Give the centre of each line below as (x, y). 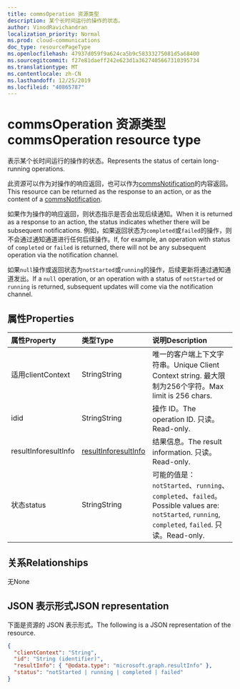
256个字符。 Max (195, 386)
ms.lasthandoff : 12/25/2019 (49, 80)
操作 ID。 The (174, 409)
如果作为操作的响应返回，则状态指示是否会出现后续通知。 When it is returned (120, 214)
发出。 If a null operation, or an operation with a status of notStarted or (118, 278)
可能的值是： (174, 474)
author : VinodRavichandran (47, 27)
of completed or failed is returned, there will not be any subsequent (107, 248)
